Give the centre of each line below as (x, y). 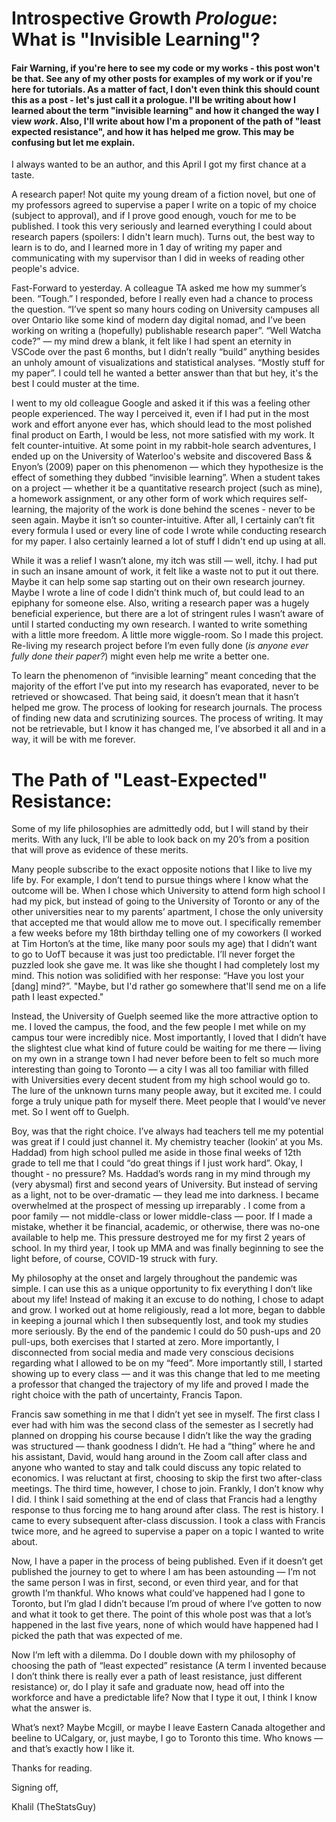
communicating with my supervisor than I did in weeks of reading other (158, 258)
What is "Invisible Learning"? (136, 39)
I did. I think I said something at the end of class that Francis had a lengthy (164, 1499)
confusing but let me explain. (73, 142)
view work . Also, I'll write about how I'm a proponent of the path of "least (166, 121)
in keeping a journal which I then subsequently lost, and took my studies (160, 1321)
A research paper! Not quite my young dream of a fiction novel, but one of (163, 194)
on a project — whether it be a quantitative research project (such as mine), (167, 488)
